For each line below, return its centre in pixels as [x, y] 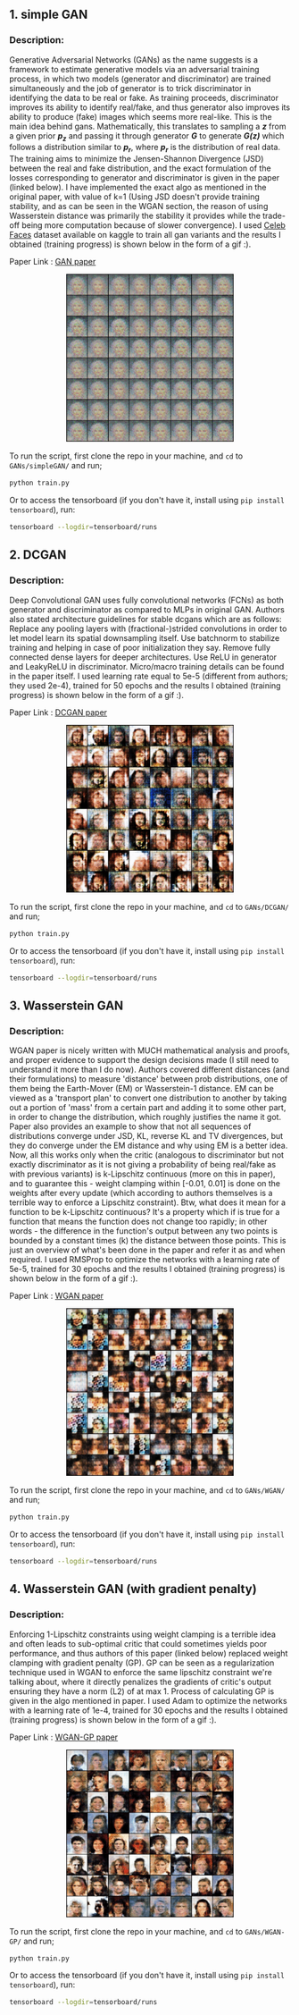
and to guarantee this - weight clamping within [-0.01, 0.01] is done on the [145, 1184]
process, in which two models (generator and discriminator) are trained [140, 79]
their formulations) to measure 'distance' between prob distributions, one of [149, 1079]
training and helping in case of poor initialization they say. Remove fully [140, 647]
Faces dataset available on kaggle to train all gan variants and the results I [145, 235]
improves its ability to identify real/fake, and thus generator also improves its [150, 107]
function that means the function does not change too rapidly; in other [138, 1222]
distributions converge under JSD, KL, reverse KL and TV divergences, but [146, 1136]
